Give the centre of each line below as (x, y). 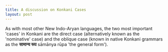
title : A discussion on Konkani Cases (46, 10)
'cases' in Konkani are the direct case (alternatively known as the (72, 34)
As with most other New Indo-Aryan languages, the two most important (79, 28)
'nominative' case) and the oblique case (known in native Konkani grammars (84, 39)
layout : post (19, 14)
